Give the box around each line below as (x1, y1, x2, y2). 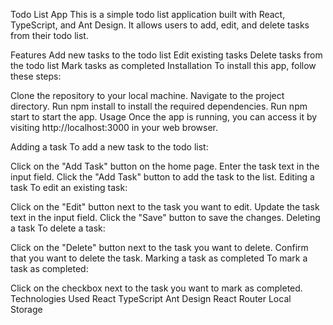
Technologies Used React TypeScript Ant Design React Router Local (10, 293, 292, 304)
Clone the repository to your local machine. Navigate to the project (10, 90, 285, 101)
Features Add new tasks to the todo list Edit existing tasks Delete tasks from (10, 49, 323, 61)
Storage (10, 304, 43, 315)
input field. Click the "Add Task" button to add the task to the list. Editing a (10, 171, 315, 183)
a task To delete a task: (10, 222, 106, 234)
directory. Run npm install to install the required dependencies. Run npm (10, 100, 308, 112)
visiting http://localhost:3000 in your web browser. (10, 122, 219, 133)
